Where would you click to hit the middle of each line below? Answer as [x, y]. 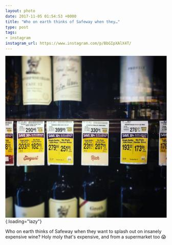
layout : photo [20, 11]
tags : [11, 33]
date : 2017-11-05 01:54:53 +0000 [41, 16]
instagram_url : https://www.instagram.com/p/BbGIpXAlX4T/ [68, 44]
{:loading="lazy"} [24, 221]
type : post [17, 27]
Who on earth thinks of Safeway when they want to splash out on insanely [83, 231]
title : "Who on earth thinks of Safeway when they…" [63, 22]
